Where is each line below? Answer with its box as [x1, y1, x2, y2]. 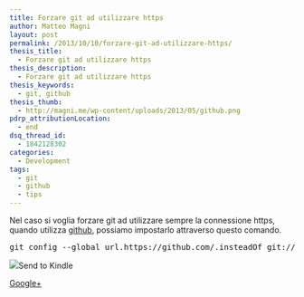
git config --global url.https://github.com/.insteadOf [9, 242, 262, 252]
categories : [9, 148, 54, 157]
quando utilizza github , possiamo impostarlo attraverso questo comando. [9, 225, 282, 235]
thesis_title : [9, 47, 63, 56]
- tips [17, 190, 43, 199]
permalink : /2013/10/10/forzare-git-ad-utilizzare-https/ [9, 38, 233, 48]
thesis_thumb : [9, 97, 63, 107]
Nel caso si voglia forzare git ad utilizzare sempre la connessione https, [9, 215, 276, 225]
